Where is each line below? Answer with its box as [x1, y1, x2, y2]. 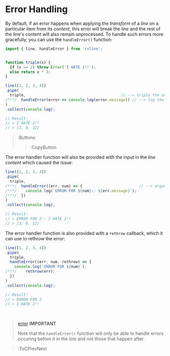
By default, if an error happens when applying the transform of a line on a [5, 20, 159, 26]
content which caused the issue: [5, 160, 73, 166]
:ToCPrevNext [17, 346, 47, 352]
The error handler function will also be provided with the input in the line [5, 154, 156, 160]
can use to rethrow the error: [5, 235, 65, 241]
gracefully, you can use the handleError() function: [5, 37, 112, 43]
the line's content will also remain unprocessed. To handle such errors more [5, 31, 163, 37]
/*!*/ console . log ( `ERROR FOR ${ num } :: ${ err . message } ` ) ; [5, 188, 137, 193]
